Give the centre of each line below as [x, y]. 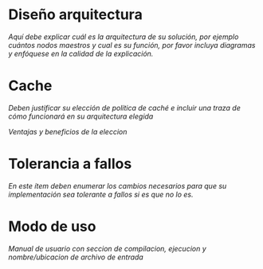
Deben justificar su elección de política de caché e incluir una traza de [124, 107]
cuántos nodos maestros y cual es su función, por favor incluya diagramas [132, 45]
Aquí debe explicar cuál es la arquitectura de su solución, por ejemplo [124, 37]
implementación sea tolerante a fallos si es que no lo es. [101, 194]
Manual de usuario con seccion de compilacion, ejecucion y [108, 248]
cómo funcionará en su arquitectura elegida [81, 116]
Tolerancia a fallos [70, 164]
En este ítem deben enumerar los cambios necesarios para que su [118, 185]
